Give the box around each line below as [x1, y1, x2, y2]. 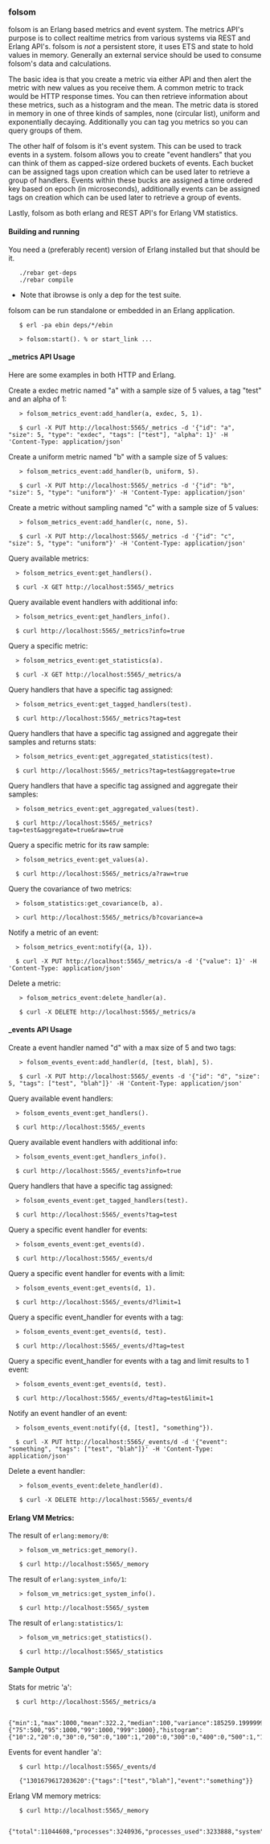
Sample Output [8, 1665, 60, 1674]
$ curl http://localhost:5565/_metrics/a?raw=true [15, 870, 189, 878]
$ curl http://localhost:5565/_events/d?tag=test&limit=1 [15, 1394, 215, 1402]
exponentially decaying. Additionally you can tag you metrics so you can [8, 117, 248, 127]
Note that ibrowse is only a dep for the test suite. [19, 290, 182, 299]
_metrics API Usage [8, 352, 76, 362]
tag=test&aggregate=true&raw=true [8, 825, 125, 834]
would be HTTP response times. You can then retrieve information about [8, 92, 248, 101]
